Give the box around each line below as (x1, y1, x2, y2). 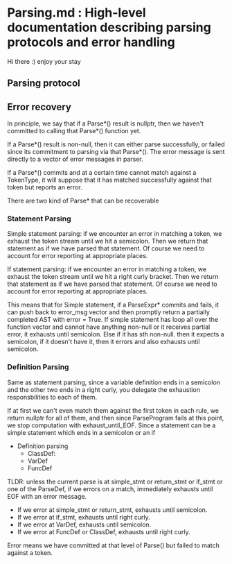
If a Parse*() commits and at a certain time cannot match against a (7, 169, 197, 177)
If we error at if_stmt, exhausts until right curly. (17, 513, 150, 521)
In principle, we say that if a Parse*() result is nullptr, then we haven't (7, 119, 204, 128)
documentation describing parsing (7, 19, 211, 35)
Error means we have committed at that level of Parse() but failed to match (7, 541, 220, 549)
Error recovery (7, 101, 71, 112)
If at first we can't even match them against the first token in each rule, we (7, 406, 220, 414)
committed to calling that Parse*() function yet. (7, 127, 141, 135)
